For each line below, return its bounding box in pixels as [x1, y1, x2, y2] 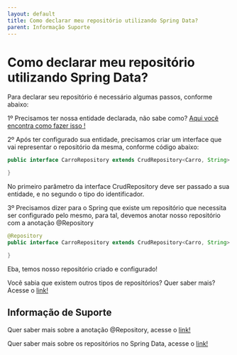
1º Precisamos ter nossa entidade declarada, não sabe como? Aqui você [7, 114, 219, 123]
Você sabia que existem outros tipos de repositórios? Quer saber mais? [7, 278, 216, 287]
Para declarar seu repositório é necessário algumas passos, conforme [7, 93, 213, 102]
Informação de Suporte [7, 307, 112, 319]
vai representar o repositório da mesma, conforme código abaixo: [7, 143, 199, 151]
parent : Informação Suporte [7, 23, 91, 31]
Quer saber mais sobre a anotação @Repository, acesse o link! [7, 325, 191, 334]
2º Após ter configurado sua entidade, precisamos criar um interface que [7, 136, 222, 144]
